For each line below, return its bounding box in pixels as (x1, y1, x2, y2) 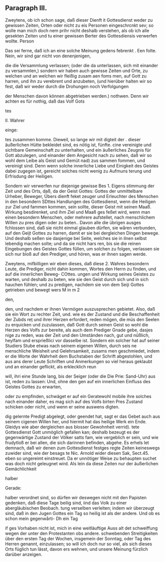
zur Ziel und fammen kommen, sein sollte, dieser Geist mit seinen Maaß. (5, 203, 152, 209)
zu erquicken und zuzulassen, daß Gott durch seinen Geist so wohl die (5, 321, 149, 327)
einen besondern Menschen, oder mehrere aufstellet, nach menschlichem (5, 214, 155, 220)
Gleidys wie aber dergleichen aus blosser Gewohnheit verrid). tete (5, 424, 139, 430)
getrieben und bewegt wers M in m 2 (5, 286, 80, 293)
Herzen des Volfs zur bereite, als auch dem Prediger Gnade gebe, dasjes (5, 327, 153, 333)
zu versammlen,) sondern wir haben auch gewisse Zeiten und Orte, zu (5, 68, 148, 74)
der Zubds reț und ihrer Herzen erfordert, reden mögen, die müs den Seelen (5, 316, 160, 322)
